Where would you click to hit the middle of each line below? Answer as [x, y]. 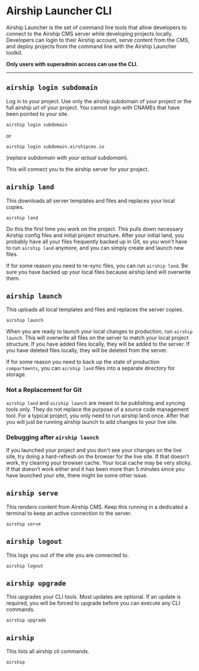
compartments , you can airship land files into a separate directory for [91, 368]
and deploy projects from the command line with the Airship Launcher [91, 46]
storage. [16, 375]
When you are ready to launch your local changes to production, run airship [99, 331]
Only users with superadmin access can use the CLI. [72, 64]
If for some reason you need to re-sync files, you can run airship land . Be [97, 265]
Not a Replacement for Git [44, 390]
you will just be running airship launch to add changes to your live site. [92, 422]
